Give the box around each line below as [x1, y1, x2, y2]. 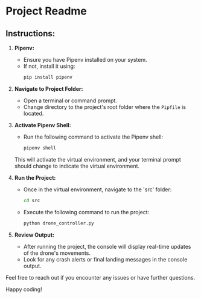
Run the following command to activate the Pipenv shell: [23, 133, 164, 140]
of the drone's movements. [23, 249, 91, 257]
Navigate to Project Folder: [14, 85, 83, 92]
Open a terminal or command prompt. [23, 97, 117, 104]
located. [23, 110, 44, 117]
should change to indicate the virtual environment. [14, 162, 140, 169]
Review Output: [14, 231, 55, 238]
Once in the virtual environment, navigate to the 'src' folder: [23, 186, 172, 193]
